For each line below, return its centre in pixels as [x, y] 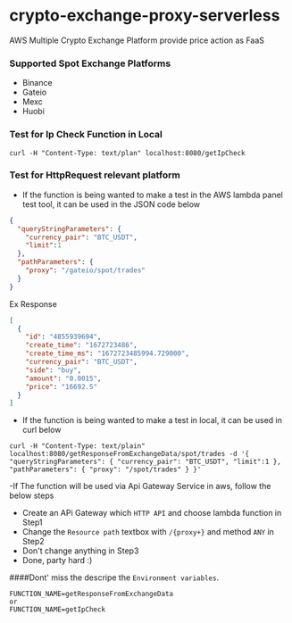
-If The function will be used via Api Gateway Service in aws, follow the [140, 486]
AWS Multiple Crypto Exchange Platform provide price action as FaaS [137, 40]
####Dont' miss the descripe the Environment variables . [114, 577]
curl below [42, 430]
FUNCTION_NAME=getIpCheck [57, 610]
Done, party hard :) [57, 561]
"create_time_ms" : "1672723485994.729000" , [108, 353]
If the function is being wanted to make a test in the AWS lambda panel [152, 195]
